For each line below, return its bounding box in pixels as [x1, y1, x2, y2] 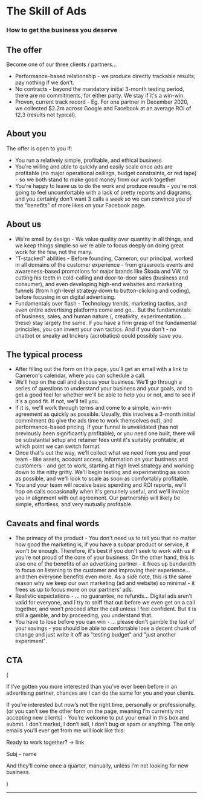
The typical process [6, 349, 83, 359]
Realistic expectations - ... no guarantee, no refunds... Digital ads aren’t [14, 592, 192, 600]
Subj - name [6, 750, 37, 757]
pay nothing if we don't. [14, 79, 74, 86]
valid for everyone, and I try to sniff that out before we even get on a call [14, 599, 195, 606]
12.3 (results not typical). [14, 111, 77, 118]
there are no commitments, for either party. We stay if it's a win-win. [14, 92, 185, 99]
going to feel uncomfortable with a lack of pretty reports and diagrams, [14, 189, 192, 196]
